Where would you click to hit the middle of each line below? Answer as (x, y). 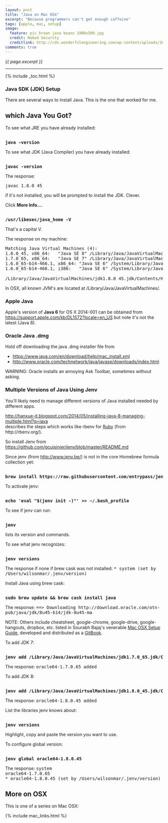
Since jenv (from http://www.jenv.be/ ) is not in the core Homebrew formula (82, 456)
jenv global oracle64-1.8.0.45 (43, 758)
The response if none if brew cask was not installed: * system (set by (81, 568)
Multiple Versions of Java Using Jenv (51, 390)
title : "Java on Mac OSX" (32, 15)
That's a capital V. (24, 229)
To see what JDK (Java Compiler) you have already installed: (68, 152)
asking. (13, 377)
